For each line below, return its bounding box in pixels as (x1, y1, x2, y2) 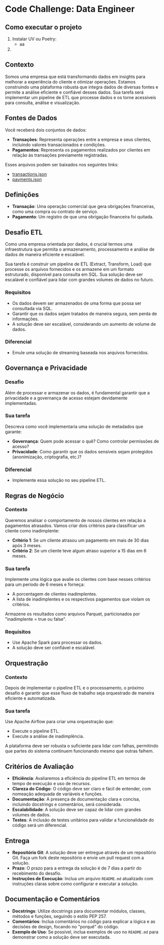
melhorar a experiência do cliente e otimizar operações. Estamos (5, 79, 136, 84)
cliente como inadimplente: (5, 527, 60, 533)
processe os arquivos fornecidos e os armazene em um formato (5, 266, 134, 272)
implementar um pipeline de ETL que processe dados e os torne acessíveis (5, 94, 156, 100)
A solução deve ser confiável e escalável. (12, 645, 96, 651)
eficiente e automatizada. (5, 695, 56, 701)
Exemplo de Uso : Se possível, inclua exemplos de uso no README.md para (12, 929, 159, 935)
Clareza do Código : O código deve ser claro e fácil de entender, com (12, 786, 151, 792)
